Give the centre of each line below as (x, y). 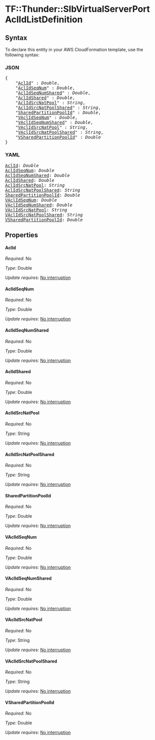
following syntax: (22, 55)
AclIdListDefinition (44, 19)
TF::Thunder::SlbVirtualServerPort (78, 9)
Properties (22, 235)
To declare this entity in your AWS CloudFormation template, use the (74, 50)
